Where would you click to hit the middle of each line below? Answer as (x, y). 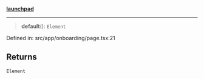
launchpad (20, 9)
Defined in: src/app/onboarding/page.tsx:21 (61, 38)
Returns (22, 57)
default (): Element (43, 26)
